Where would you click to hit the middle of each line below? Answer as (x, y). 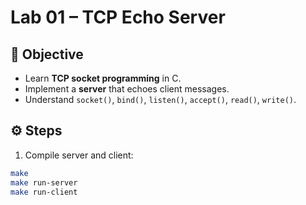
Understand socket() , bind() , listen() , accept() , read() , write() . (160, 99)
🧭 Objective (47, 54)
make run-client (44, 192)
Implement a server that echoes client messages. (127, 89)
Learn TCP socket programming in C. (103, 78)
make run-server (44, 182)
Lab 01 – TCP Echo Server (118, 17)
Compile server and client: (79, 155)
